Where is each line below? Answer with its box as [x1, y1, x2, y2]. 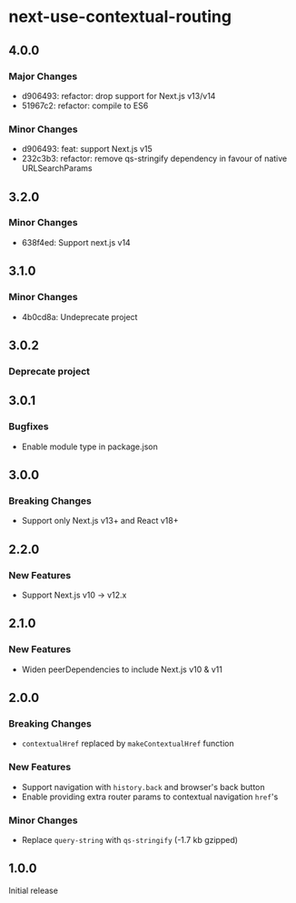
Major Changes [8, 70, 78, 83]
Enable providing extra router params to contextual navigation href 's [21, 791, 279, 802]
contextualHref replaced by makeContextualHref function [21, 738, 234, 749]
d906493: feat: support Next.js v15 [21, 144, 153, 155]
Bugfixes [8, 420, 49, 433]
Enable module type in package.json [21, 441, 158, 452]
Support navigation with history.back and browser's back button [21, 781, 265, 792]
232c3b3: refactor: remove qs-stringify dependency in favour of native [21, 153, 288, 165]
